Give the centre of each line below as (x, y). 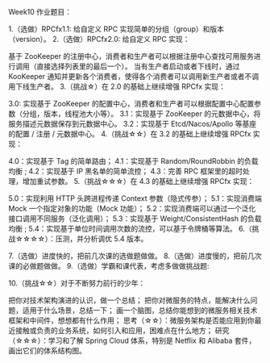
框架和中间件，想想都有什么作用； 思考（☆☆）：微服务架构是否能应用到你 (132, 320)
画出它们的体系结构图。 (47, 350)
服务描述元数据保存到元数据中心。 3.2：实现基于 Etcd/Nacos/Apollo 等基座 (132, 124)
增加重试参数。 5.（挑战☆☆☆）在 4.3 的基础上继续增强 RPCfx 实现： (138, 181)
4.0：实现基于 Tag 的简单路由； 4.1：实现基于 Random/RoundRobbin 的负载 (133, 161)
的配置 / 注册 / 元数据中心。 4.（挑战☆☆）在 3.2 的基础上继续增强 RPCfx (130, 134)
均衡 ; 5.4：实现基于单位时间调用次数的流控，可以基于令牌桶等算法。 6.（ (130, 229)
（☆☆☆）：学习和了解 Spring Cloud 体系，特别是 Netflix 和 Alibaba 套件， (132, 340)
